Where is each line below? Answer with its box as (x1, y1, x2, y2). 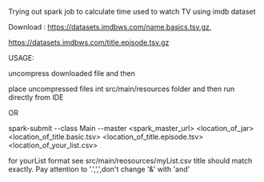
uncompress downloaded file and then (8, 69, 136, 78)
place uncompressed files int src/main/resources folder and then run (8, 84, 235, 93)
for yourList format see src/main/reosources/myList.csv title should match (8, 156, 253, 165)
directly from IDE (8, 93, 64, 102)
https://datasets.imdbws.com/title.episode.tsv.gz (8, 38, 170, 47)
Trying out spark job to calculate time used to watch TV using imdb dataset (8, 7, 256, 16)
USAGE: (8, 53, 34, 62)
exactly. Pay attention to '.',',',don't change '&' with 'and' (8, 164, 190, 174)
